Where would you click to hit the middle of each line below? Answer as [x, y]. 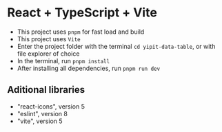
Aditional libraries [46, 90]
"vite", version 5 [40, 121]
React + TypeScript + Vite [82, 13]
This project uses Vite [49, 38]
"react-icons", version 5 [51, 106]
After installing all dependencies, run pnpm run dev [89, 68]
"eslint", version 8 [42, 113]
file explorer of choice [48, 54]
